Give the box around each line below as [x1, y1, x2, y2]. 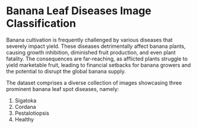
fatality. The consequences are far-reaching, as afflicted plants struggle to [6, 55, 188, 62]
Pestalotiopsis [14, 109, 49, 117]
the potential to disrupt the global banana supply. [6, 67, 126, 75]
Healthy [14, 115, 34, 122]
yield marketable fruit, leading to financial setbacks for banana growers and [6, 61, 191, 69]
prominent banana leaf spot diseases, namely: [6, 85, 119, 92]
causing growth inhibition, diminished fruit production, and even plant [6, 49, 176, 56]
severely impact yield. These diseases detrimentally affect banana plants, [6, 43, 186, 50]
